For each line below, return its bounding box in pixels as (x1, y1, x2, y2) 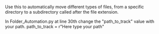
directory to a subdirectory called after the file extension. (5, 9, 119, 15)
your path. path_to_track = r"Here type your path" (5, 24, 104, 30)
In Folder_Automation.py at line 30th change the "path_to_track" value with (5, 18, 155, 24)
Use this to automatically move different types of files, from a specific (5, 4, 144, 10)
